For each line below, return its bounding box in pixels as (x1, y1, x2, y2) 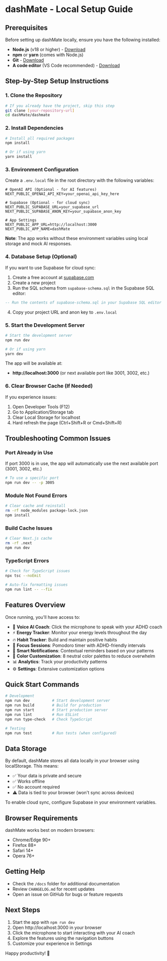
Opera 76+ (12, 853, 35, 859)
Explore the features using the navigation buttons (12, 935, 114, 941)
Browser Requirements (5, 814, 78, 822)
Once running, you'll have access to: (5, 614, 80, 620)
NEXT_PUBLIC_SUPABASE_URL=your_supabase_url (5, 204, 99, 210)
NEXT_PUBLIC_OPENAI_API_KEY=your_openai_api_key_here (5, 191, 120, 196)
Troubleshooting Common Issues (5, 434, 111, 443)
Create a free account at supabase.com (12, 274, 94, 280)
